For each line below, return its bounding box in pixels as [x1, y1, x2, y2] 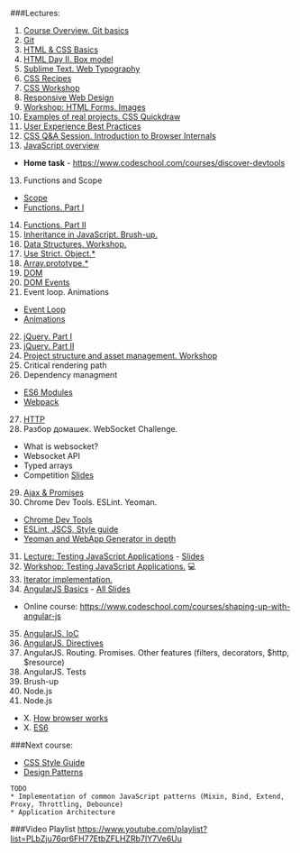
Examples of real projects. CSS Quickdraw [23, 112, 181, 122]
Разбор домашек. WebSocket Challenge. [23, 424, 178, 434]
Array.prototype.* [23, 258, 89, 269]
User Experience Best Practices [23, 121, 141, 132]
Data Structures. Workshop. [23, 239, 127, 249]
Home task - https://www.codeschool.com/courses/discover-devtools [23, 158, 286, 168]
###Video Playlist [10, 824, 76, 834]
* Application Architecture [10, 808, 116, 817]
